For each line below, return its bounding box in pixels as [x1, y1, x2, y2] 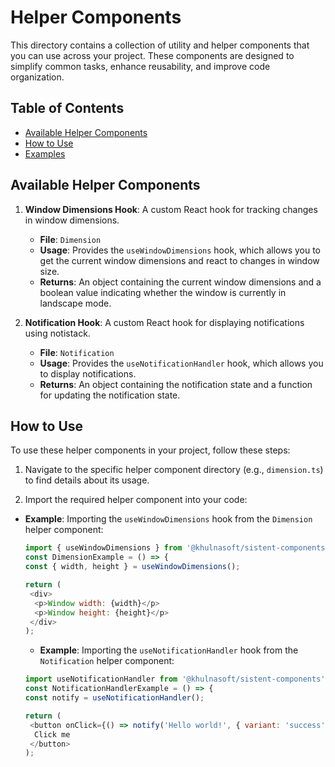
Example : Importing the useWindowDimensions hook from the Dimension [24, 513, 313, 525]
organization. [10, 71, 65, 83]
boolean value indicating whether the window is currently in [39, 286, 287, 298]
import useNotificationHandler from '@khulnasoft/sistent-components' [24, 674, 326, 685]
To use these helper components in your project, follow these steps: [10, 444, 291, 456]
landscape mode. [39, 297, 112, 309]
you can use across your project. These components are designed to [10, 49, 295, 61]
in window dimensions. [24, 214, 120, 226]
